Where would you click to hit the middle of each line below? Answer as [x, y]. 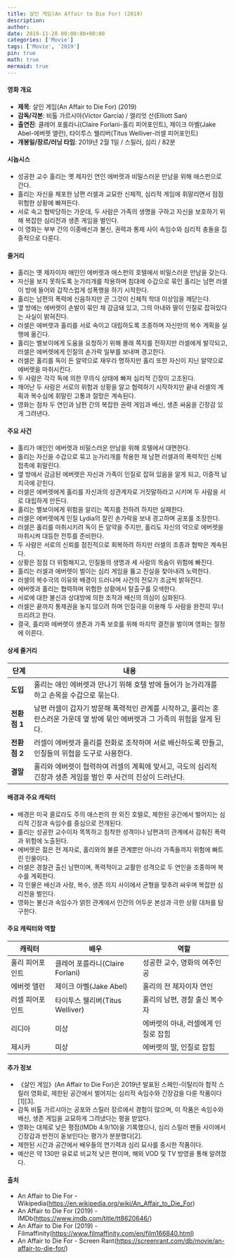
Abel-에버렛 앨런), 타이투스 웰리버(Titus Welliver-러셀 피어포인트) [108, 133]
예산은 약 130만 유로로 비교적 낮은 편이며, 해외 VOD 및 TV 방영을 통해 [113, 1154]
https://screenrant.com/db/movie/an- [170, 1241]
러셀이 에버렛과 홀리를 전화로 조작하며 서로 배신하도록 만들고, [129, 742]
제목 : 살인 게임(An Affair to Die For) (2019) [77, 106]
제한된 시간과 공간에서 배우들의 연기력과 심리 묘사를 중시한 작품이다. [110, 1145]
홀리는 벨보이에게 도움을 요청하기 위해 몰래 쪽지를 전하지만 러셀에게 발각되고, [123, 343]
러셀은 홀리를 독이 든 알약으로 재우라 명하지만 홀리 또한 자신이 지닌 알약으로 [120, 361]
